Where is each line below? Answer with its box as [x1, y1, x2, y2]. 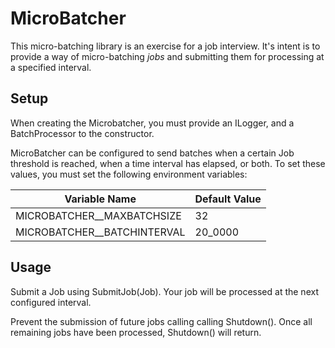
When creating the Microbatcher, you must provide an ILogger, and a [10, 117, 295, 129]
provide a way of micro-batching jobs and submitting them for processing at [10, 50, 325, 62]
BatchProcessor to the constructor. [10, 127, 155, 139]
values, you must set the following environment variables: [10, 168, 248, 180]
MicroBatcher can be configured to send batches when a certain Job [10, 147, 295, 159]
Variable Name [64, 192, 137, 206]
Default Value [194, 192, 262, 206]
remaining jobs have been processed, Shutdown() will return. [10, 326, 262, 338]
